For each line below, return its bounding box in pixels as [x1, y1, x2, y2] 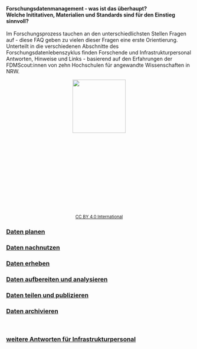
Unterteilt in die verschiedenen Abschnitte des [6, 43, 119, 50]
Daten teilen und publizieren [6, 291, 89, 299]
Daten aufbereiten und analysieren [6, 275, 108, 283]
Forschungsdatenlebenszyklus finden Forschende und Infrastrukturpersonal [6, 49, 192, 56]
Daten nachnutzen [6, 243, 60, 251]
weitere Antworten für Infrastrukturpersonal [6, 335, 136, 343]
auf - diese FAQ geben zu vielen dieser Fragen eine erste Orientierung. [6, 37, 178, 43]
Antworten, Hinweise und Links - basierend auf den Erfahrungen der [6, 56, 173, 62]
